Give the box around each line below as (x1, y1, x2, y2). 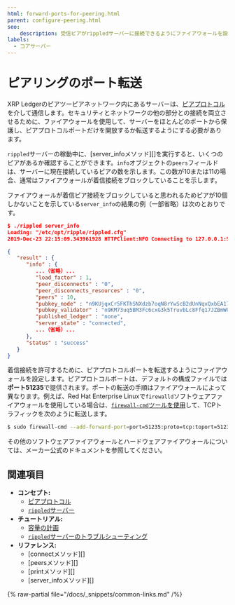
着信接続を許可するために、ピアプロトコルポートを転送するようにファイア (7, 366, 222, 374)
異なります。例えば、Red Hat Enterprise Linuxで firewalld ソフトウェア (7, 392, 211, 400)
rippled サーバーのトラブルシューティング (27, 532, 148, 541)
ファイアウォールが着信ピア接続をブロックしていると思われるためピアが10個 (7, 191, 228, 199)
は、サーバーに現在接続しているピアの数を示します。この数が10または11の (7, 167, 220, 175)
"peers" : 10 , (35, 294, 77, 301)
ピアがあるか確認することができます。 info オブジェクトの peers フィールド (7, 158, 219, 167)
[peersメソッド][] (27, 559, 78, 567)
